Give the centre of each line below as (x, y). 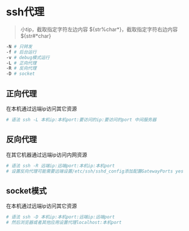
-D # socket (20, 74)
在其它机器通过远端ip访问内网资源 (47, 154)
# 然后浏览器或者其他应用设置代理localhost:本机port (64, 223)
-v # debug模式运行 (28, 57)
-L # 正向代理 (21, 63)
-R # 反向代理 (21, 68)
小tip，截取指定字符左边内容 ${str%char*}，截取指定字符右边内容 (99, 29)
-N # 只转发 (19, 46)
